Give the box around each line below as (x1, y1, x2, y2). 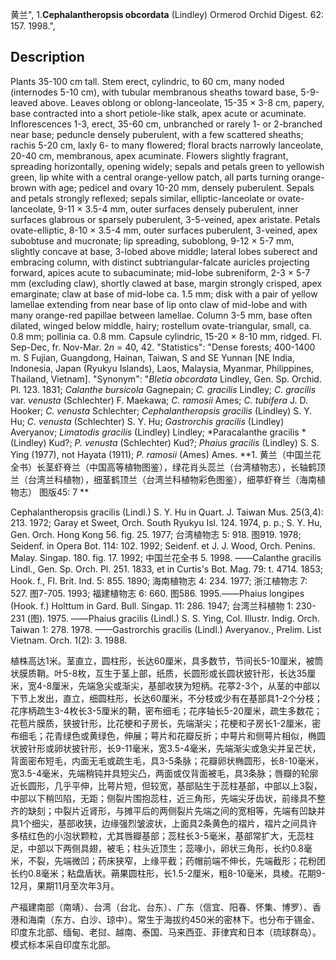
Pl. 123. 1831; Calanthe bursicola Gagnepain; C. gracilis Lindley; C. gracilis (10, 383, 317, 395)
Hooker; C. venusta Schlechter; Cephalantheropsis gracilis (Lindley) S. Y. (10, 404, 313, 417)
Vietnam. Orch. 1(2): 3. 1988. (10, 634, 128, 646)
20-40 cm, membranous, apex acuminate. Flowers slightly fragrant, (10, 149, 289, 162)
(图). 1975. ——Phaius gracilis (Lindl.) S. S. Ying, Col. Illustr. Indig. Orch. (26, 612, 320, 624)
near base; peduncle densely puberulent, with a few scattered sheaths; (10, 128, 304, 140)
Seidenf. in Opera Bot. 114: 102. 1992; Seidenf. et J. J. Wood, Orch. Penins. (10, 539, 316, 552)
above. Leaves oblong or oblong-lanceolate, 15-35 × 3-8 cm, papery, (39, 96, 325, 108)
